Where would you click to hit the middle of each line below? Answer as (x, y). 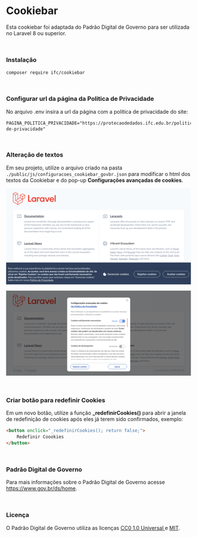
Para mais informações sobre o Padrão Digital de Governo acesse (86, 482)
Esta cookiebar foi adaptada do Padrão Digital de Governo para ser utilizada (98, 27)
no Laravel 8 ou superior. (36, 33)
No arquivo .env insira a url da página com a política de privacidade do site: (97, 111)
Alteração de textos (35, 155)
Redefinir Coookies (40, 437)
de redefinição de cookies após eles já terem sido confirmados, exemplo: (95, 419)
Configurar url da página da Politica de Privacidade (80, 99)
